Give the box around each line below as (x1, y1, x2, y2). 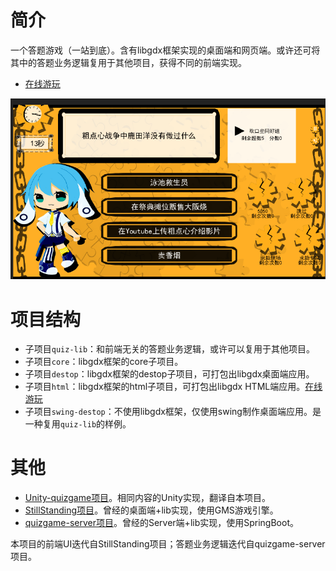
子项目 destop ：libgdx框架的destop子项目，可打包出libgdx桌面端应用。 (24, 368, 315, 380)
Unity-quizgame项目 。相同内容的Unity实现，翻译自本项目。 (24, 492, 271, 504)
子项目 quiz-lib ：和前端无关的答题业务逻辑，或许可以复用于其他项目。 (24, 343, 316, 355)
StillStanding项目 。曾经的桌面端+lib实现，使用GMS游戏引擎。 (24, 504, 279, 516)
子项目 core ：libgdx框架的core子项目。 (24, 356, 184, 368)
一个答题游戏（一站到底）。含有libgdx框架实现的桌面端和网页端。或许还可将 (10, 44, 321, 56)
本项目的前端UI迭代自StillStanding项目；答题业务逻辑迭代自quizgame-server (10, 538, 326, 550)
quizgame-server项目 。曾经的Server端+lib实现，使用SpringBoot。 (24, 517, 299, 529)
